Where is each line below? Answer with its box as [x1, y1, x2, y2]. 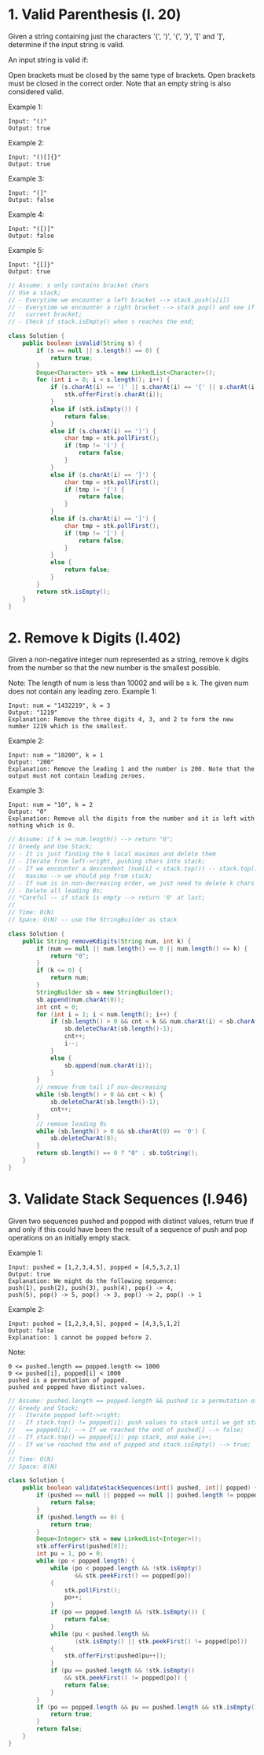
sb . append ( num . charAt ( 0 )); [36, 995, 125, 1003]
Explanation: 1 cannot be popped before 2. [8, 1333, 153, 1341]
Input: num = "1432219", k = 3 [8, 702, 111, 710]
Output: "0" [8, 808, 47, 816]
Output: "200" [8, 758, 55, 767]
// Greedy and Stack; [8, 1404, 79, 1412]
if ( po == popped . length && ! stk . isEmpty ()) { [49, 1608, 206, 1616]
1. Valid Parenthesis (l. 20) [8, 5, 181, 24]
